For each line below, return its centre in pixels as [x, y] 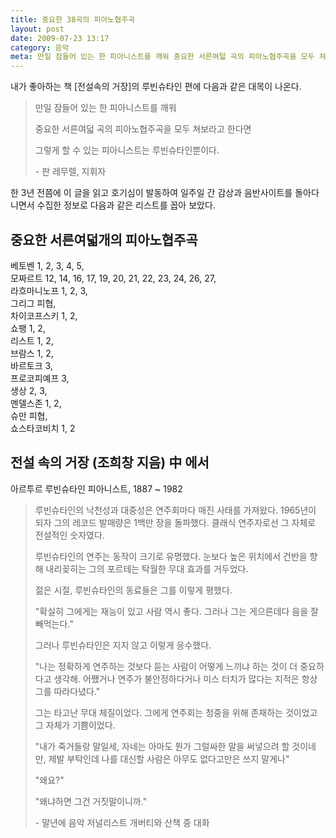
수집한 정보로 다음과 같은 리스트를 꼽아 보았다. [126, 205]
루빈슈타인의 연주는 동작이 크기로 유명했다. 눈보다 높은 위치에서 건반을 [171, 556]
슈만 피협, [29, 415]
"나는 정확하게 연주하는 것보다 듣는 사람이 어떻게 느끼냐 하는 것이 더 [166, 666]
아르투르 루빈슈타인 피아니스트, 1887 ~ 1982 [96, 488]
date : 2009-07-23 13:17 [60, 38]
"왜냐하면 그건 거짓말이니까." [91, 801]
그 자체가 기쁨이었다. [75, 725]
